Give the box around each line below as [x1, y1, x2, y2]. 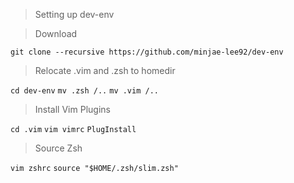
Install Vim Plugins [34, 104, 111, 115]
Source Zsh [34, 142, 83, 154]
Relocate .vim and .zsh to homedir [34, 65, 176, 76]
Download [34, 28, 78, 39]
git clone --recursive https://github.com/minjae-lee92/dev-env [10, 47, 284, 57]
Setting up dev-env [34, 9, 115, 20]
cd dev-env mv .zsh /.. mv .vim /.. [10, 86, 159, 96]
